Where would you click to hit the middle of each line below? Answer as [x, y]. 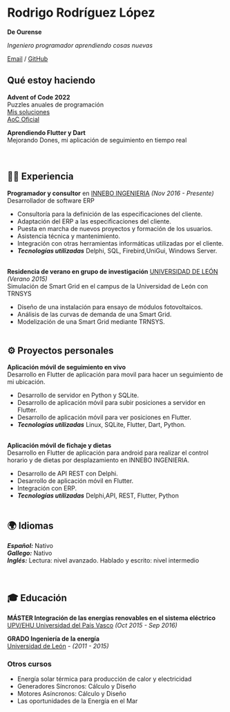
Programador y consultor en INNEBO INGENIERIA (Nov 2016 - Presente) [111, 193]
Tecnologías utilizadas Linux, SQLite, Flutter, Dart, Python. [102, 425]
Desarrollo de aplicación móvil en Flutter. [75, 481]
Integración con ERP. [47, 489]
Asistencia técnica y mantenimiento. [69, 236]
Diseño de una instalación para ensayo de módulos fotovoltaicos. [110, 307]
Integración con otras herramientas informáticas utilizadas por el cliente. [120, 243]
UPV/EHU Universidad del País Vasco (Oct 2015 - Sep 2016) [92, 625]
